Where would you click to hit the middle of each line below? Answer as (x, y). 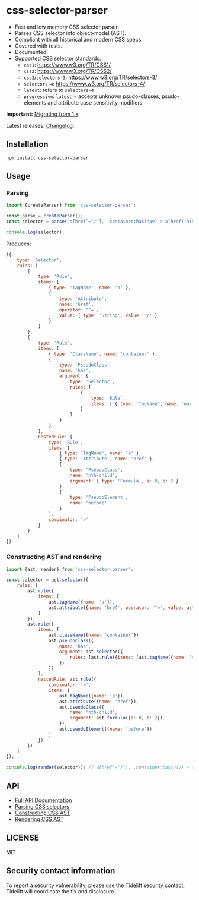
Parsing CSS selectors (42, 807)
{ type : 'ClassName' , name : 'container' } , (103, 354)
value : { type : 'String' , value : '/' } (108, 315)
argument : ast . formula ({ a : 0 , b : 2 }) (116, 718)
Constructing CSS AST (42, 813)
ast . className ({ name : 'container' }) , (95, 635)
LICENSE (23, 838)
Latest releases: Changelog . (40, 125)
